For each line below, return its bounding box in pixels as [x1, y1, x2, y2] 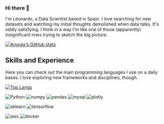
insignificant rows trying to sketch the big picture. [5, 32, 108, 38]
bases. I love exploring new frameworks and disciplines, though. [5, 74, 138, 80]
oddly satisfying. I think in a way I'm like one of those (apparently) [5, 26, 141, 32]
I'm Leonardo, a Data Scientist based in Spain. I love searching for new [5, 16, 151, 22]
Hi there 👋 [5, 4, 30, 11]
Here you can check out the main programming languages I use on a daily [5, 69, 158, 75]
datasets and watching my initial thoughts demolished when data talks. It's [5, 21, 159, 27]
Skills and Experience [5, 56, 74, 64]
